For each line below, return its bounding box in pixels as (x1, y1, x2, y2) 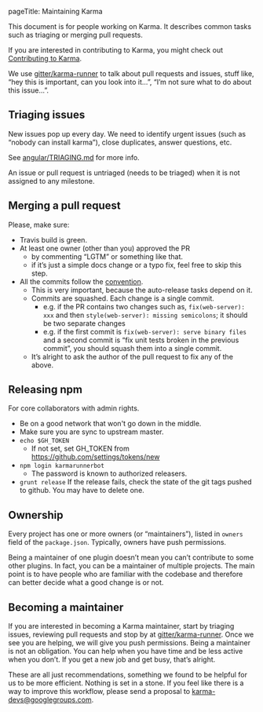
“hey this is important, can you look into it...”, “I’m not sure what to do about (8, 78, 252, 86)
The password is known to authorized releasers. (31, 469, 188, 478)
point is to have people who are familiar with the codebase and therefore (8, 569, 243, 579)
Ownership (8, 508, 64, 521)
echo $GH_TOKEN (19, 437, 70, 445)
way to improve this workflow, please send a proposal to (8, 687, 191, 696)
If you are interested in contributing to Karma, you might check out (8, 46, 224, 54)
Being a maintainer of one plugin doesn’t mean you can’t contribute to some (8, 553, 254, 562)
